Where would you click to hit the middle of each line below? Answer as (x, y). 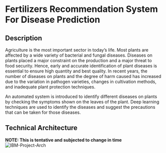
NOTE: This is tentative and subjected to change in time (64, 140)
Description (24, 38)
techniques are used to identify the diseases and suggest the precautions (80, 107)
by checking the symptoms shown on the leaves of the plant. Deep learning (82, 102)
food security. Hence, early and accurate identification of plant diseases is (81, 66)
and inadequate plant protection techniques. (50, 87)
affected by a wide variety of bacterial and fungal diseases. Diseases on (79, 55)
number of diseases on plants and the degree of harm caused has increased (83, 76)
